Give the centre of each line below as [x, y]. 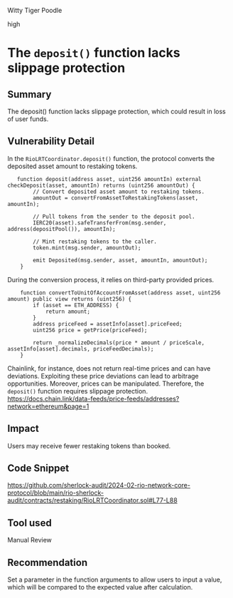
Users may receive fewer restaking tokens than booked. [89, 445]
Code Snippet [38, 469]
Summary [29, 94]
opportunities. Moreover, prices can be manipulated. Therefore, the [106, 383]
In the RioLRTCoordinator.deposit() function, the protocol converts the [111, 158]
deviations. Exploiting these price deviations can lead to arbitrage [103, 376]
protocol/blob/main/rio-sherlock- [56, 493]
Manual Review [29, 540]
